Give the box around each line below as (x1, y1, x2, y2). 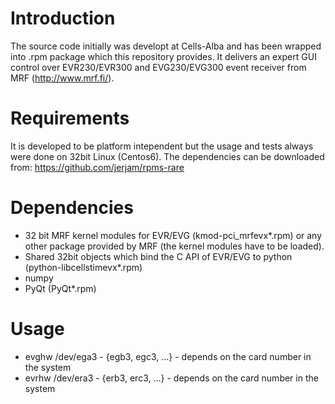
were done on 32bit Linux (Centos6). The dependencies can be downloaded (10, 150, 325, 162)
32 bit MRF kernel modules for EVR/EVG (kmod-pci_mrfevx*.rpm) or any (24, 229, 323, 241)
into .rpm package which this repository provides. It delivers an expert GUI (10, 50, 317, 62)
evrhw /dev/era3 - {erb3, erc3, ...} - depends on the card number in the (24, 372, 319, 384)
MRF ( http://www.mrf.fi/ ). (10, 72, 115, 84)
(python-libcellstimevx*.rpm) (24, 261, 143, 273)
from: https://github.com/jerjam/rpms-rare (10, 161, 185, 173)
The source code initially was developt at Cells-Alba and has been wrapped (10, 40, 322, 52)
